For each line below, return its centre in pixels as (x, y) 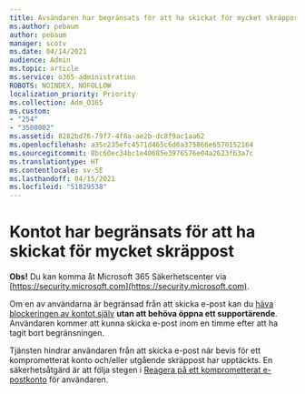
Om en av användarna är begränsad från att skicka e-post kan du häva (142, 304)
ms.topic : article (44, 69)
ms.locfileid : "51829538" (58, 187)
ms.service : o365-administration (73, 77)
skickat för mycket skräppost (122, 252)
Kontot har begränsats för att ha (133, 232)
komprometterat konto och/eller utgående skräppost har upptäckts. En (141, 360)
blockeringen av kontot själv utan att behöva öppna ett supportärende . (144, 314)
